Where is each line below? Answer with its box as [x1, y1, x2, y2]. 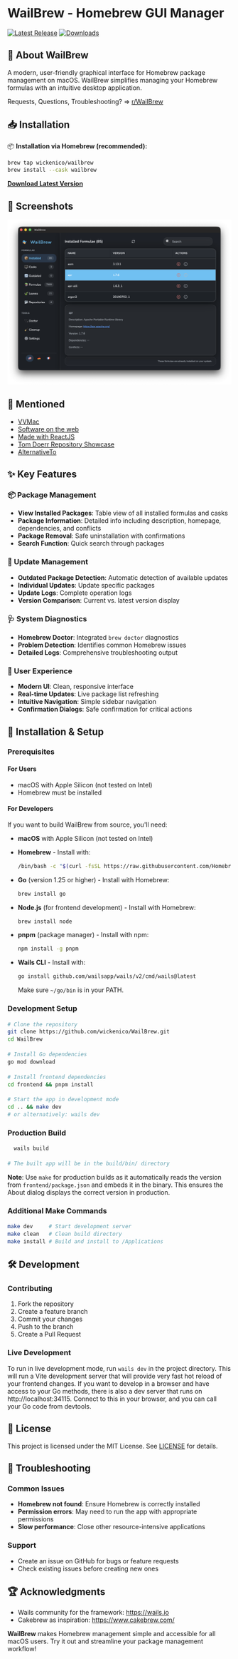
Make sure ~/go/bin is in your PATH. [17, 986, 124, 994]
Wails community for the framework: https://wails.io [17, 1608, 169, 1617]
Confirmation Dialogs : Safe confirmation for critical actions [17, 705, 193, 714]
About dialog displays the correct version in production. [7, 1188, 171, 1196]
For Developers [7, 805, 54, 813]
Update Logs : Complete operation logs [17, 588, 132, 597]
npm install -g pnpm [17, 945, 79, 953]
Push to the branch [17, 1322, 74, 1331]
